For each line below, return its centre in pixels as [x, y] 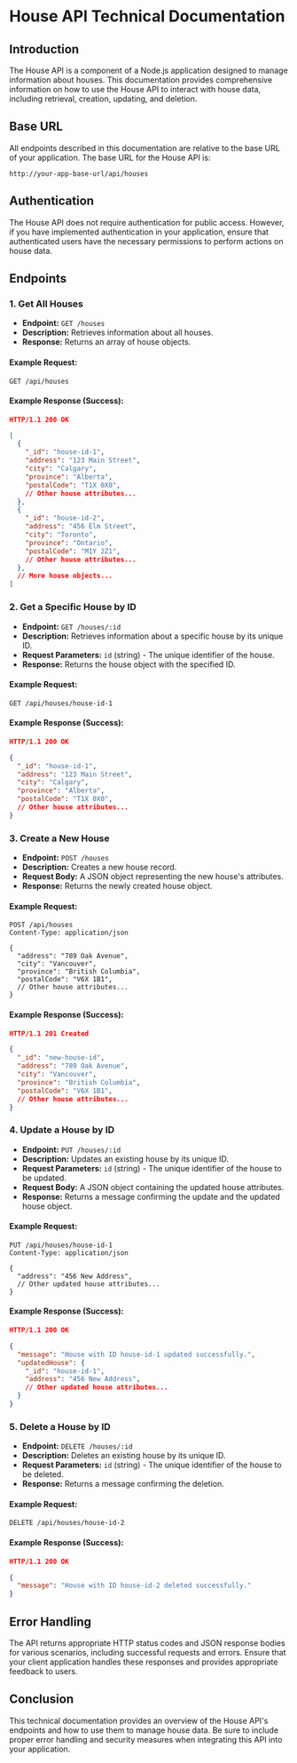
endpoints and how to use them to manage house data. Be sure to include [144, 1730]
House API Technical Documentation [147, 16]
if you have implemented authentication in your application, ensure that [139, 232]
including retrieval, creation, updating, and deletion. [103, 99]
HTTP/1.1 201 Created [49, 1033]
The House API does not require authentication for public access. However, [147, 222]
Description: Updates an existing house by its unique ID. [125, 1159]
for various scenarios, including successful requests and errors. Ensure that [148, 1652]
